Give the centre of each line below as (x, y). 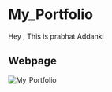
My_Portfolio (50, 15)
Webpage (32, 61)
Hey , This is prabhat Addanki (56, 36)
